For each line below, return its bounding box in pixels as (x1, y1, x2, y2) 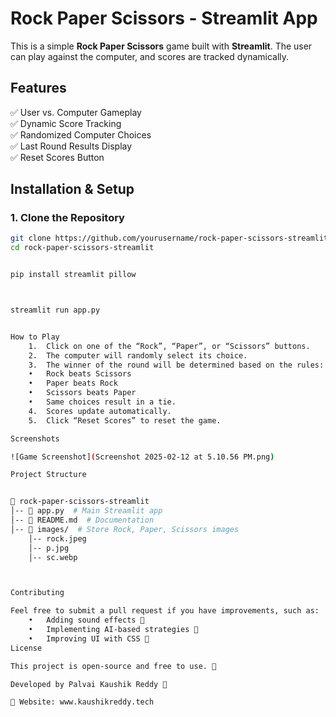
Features (10, 80, 67, 97)
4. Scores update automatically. (28, 406, 172, 416)
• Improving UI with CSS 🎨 (28, 633, 150, 644)
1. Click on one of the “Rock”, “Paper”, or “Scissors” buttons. (28, 341, 311, 351)
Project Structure (10, 470, 87, 480)
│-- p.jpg (28, 543, 70, 553)
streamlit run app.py (10, 305, 101, 316)
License (10, 643, 43, 653)
